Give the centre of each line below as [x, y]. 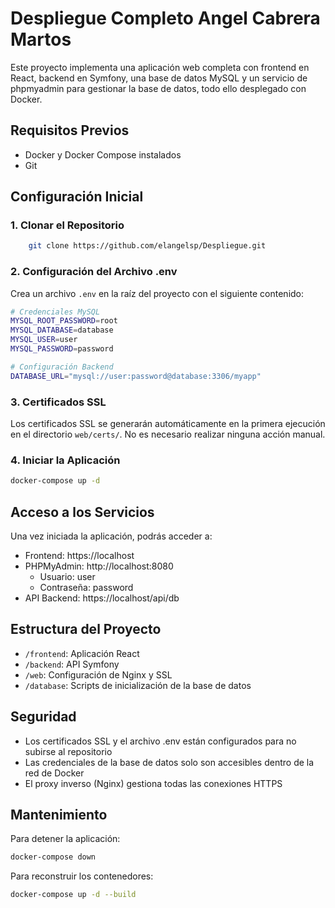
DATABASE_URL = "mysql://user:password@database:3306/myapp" [136, 376]
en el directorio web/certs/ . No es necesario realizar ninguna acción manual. [168, 434]
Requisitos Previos [70, 130]
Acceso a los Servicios [82, 512]
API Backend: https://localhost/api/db [102, 598]
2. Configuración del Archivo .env [94, 272]
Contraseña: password [86, 588]
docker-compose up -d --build [73, 895]
